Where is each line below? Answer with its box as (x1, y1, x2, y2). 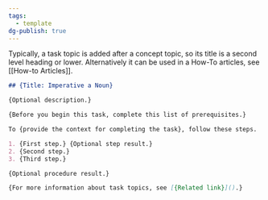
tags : (8, 11, 27, 20)
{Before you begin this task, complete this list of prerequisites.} (8, 110, 247, 119)
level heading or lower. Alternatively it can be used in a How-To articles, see (8, 57, 260, 67)
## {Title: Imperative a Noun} (8, 81, 113, 90)
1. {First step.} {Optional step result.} (8, 140, 153, 148)
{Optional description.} (8, 96, 92, 105)
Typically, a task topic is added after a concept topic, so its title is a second (8, 49, 258, 59)
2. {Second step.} (8, 147, 70, 156)
